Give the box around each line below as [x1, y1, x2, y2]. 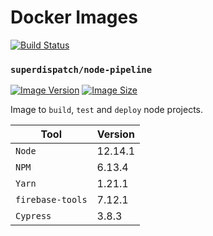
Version [96, 127, 135, 141]
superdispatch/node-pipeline [10, 64, 153, 75]
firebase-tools [15, 194, 88, 206]
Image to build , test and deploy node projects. [10, 104, 204, 116]
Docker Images [10, 6, 138, 29]
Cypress [15, 211, 52, 222]
